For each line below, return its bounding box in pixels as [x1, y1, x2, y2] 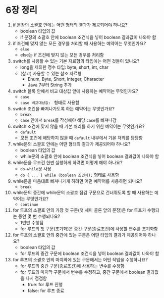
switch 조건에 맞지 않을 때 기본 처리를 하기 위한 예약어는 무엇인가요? [12, 123, 145, 129]
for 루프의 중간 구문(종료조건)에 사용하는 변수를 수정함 [20, 263, 125, 269]
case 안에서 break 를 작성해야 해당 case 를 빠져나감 [20, 117, 117, 123]
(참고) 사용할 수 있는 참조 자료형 [20, 70, 82, 76]
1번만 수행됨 [20, 219, 44, 225]
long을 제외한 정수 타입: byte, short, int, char [20, 64, 109, 70]
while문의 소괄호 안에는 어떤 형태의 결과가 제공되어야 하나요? [12, 141, 131, 147]
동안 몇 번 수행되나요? [18, 213, 60, 219]
